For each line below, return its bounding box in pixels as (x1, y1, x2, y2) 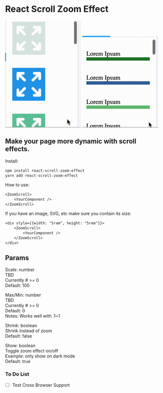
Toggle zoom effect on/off (5, 348, 58, 354)
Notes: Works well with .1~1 (5, 313, 61, 319)
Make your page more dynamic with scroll (5, 137, 136, 146)
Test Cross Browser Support (12, 382, 70, 388)
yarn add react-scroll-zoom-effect (5, 173, 78, 178)
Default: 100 (5, 282, 30, 288)
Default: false (5, 333, 33, 339)
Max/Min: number (5, 292, 41, 298)
